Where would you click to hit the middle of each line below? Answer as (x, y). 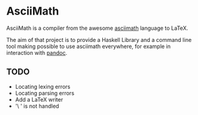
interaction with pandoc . (37, 52)
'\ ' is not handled (37, 106)
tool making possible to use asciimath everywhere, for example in (89, 46)
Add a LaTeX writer (39, 99)
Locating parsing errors (45, 93)
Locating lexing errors (43, 86)
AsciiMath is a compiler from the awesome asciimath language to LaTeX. (97, 28)
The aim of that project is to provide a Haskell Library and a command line (99, 40)
